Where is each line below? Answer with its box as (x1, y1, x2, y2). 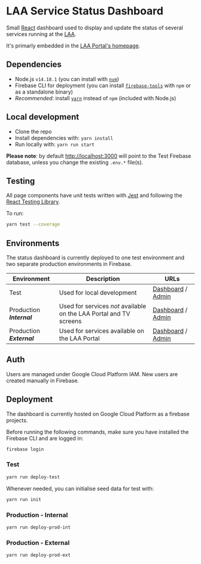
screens (59, 317, 82, 325)
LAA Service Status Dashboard (6, 4, 163, 18)
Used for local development (59, 289, 137, 297)
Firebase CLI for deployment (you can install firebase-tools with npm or (14, 82, 191, 89)
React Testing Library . (6, 198, 60, 205)
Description (86, 275, 120, 283)
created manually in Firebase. (6, 377, 80, 384)
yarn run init (6, 496, 42, 502)
